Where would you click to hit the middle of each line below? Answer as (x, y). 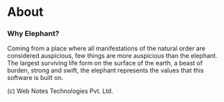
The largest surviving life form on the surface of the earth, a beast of (105, 63)
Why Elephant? (34, 34)
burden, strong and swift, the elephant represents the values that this (105, 70)
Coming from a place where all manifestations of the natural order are (106, 48)
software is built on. (35, 78)
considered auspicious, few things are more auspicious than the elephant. (112, 56)
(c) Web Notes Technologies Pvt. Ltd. (60, 91)
